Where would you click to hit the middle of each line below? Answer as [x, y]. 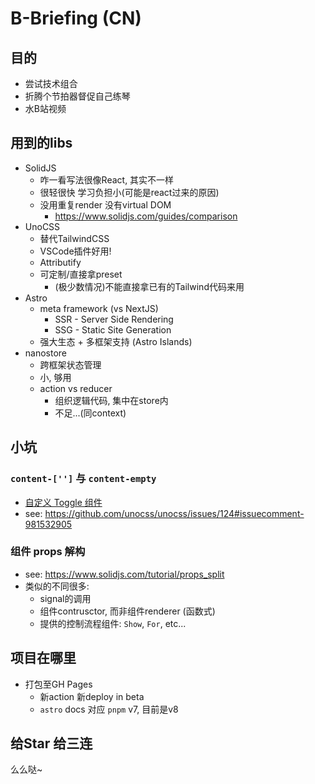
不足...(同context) [90, 413]
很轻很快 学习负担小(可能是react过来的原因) [129, 192]
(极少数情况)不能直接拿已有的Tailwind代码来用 [149, 286]
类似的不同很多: [57, 586]
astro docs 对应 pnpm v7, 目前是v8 [109, 709]
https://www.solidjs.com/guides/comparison [146, 216]
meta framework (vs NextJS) [99, 308]
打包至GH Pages [58, 684]
